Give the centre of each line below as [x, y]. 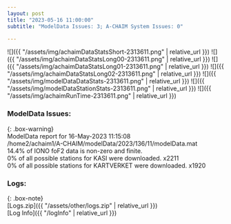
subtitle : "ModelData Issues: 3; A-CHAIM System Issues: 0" [96, 26]
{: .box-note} [25, 198]
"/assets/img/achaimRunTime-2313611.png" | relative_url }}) [92, 96]
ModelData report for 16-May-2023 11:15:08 [69, 136]
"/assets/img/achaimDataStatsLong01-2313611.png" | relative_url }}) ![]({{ [120, 67]
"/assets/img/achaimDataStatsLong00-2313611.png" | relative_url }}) [113, 59]
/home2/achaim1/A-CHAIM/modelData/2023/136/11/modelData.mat [102, 143]
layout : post [26, 13]
